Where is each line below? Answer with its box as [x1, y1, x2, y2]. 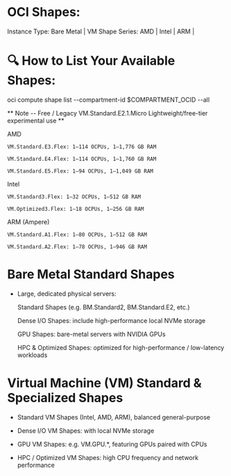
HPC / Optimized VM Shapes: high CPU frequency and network [17, 453, 199, 461]
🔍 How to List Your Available [7, 53, 176, 69]
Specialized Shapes [7, 390, 123, 406]
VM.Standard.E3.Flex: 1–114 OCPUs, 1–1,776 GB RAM [7, 143, 157, 150]
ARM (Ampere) [7, 217, 50, 226]
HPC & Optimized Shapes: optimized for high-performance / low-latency [17, 343, 225, 351]
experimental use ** [7, 116, 65, 125]
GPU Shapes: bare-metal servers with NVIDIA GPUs [17, 330, 166, 338]
